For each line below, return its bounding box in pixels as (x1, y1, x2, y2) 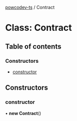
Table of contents (5, 42, 61, 51)
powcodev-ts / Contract (5, 5, 55, 10)
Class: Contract (5, 22, 72, 33)
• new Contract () (5, 110, 41, 116)
